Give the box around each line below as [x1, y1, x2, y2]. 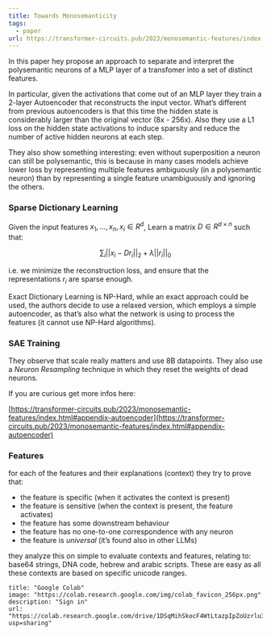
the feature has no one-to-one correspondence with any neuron [19, 527, 234, 537]
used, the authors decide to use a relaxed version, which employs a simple [8, 300, 256, 310]
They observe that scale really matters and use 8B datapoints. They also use [8, 356, 263, 366]
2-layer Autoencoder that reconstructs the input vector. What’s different [8, 98, 247, 107]
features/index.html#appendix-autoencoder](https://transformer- [8, 412, 225, 422]
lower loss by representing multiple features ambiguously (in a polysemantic [8, 165, 262, 174]
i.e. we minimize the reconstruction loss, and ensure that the [8, 265, 210, 275]
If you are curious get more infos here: [8, 388, 136, 398]
